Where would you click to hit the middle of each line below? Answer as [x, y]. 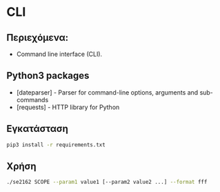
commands [32, 99]
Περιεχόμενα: [38, 38]
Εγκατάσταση [37, 129]
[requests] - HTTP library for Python [68, 107]
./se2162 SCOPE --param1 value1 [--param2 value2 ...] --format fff [107, 182]
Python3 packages [48, 76]
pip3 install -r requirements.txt [56, 145]
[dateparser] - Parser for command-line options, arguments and [107, 92]
